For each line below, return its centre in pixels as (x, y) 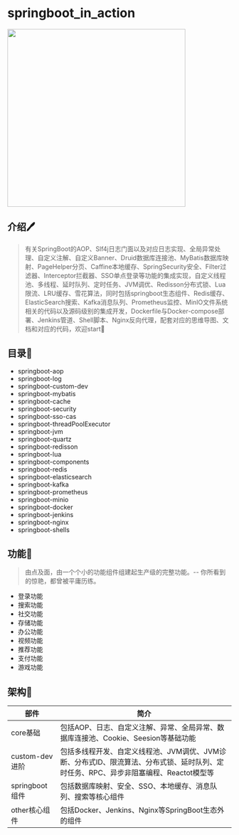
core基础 (26, 733)
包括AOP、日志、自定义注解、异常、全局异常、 (139, 728)
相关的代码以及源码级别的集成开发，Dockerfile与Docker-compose (121, 311)
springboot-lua (39, 454)
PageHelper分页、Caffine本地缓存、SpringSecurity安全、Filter (129, 266)
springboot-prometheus (53, 491)
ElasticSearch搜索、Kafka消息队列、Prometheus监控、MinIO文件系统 (126, 302)
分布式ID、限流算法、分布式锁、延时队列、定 (149, 762)
